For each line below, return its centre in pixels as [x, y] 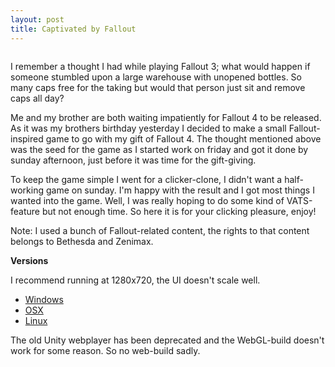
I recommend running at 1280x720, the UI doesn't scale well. [135, 280]
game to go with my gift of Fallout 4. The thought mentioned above [183, 138]
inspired [27, 138]
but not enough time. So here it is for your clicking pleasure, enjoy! [179, 211]
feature [25, 211]
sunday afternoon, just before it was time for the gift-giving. [133, 160]
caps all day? [37, 98]
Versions [29, 260]
